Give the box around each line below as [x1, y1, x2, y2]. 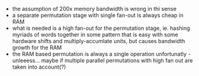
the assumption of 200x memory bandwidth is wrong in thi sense [12, 5, 177, 12]
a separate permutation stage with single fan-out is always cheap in [12, 12, 184, 19]
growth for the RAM [12, 44, 62, 51]
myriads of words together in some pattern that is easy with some [12, 31, 179, 38]
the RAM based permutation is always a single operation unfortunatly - [12, 50, 191, 57]
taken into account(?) [12, 63, 66, 71]
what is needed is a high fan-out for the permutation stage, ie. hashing [12, 24, 190, 32]
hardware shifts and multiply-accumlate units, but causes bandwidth [12, 38, 186, 44]
